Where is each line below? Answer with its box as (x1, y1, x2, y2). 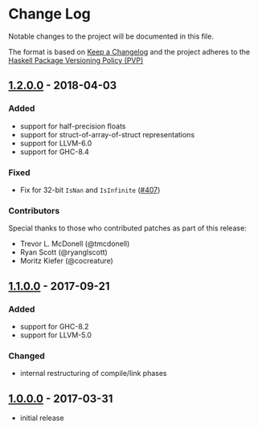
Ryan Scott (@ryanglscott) (19, 247, 109, 257)
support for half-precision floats (19, 121, 126, 131)
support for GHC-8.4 (19, 146, 90, 157)
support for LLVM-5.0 (19, 330, 92, 340)
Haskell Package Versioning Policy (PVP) (8, 55, 144, 65)
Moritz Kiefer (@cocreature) (19, 256, 114, 266)
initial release (19, 413, 64, 423)
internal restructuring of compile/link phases (19, 369, 167, 378)
